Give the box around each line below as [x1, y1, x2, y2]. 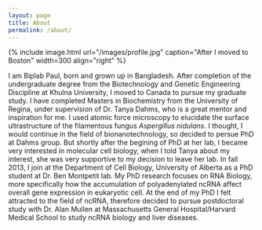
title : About [8, 19, 51, 27]
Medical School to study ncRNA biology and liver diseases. [8, 213, 198, 222]
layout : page [8, 11, 51, 20]
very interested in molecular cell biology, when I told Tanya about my [8, 146, 231, 155]
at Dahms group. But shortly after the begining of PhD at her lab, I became [8, 138, 249, 148]
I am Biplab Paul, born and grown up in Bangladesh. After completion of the [8, 71, 252, 81]
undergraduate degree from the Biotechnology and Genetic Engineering [8, 79, 241, 89]
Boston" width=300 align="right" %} [8, 56, 127, 65]
